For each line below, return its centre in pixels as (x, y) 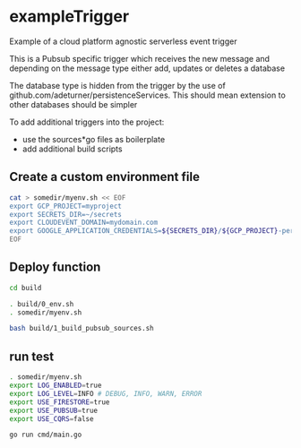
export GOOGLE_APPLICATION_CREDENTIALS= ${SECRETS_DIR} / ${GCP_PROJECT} (144, 231)
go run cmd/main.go (46, 435)
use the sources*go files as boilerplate (94, 139)
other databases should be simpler (73, 104)
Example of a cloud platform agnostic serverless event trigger (123, 41)
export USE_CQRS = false (52, 418)
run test (32, 356)
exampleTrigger (69, 17)
